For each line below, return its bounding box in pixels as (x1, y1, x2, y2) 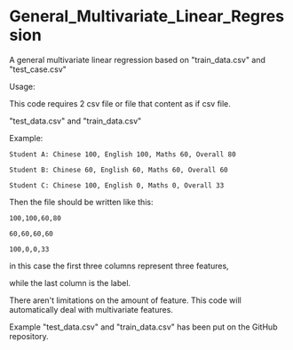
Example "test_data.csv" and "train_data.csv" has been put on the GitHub (9, 322, 278, 332)
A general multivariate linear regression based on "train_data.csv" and (9, 54, 266, 65)
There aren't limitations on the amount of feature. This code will (9, 295, 242, 306)
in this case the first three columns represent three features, (9, 260, 229, 271)
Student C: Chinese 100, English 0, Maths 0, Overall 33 (9, 180, 225, 190)
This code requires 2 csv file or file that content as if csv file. (9, 98, 231, 108)
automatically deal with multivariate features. (9, 304, 173, 314)
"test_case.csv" (9, 64, 67, 75)
